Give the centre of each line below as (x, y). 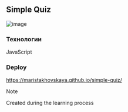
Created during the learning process (50, 103)
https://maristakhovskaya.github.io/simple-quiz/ (64, 80)
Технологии (24, 39)
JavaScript (19, 52)
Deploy (16, 67)
